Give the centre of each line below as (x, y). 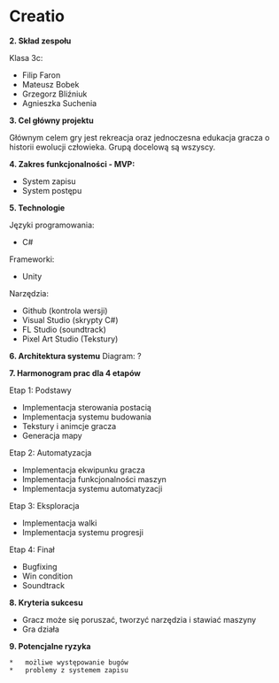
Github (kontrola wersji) (65, 311)
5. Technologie (37, 207)
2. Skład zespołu (40, 41)
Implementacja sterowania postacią (87, 407)
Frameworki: (32, 259)
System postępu (52, 190)
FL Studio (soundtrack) (64, 329)
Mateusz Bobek (50, 84)
